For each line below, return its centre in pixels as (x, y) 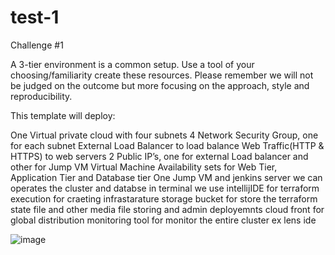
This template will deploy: (63, 115)
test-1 (35, 17)
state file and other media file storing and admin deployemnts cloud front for (167, 209)
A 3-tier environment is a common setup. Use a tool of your (132, 64)
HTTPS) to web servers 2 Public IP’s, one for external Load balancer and (159, 156)
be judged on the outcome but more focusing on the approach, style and (160, 85)
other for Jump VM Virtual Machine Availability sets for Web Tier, (144, 167)
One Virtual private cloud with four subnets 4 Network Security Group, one (164, 135)
